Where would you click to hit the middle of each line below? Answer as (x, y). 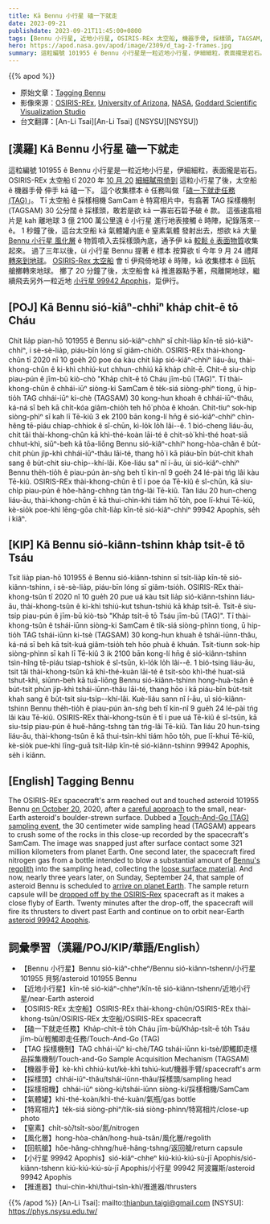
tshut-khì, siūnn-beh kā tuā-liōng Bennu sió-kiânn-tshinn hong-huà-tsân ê (131, 680)
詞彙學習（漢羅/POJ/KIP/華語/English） (107, 948)
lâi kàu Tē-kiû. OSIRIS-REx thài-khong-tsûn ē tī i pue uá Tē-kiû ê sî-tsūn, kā (133, 718)
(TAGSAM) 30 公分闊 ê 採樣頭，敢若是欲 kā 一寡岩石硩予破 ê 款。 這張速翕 (131, 210)
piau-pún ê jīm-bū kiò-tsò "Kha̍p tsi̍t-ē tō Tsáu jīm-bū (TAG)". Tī (128, 616)
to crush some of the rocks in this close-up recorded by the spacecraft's (129, 835)
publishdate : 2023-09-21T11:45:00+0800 (75, 31)
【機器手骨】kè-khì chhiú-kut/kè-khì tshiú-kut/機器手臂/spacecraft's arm (140, 1069)
